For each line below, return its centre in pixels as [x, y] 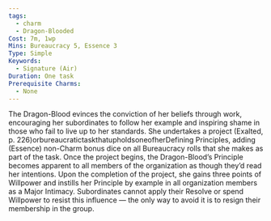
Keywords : [25, 62]
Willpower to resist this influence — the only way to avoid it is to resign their [135, 200]
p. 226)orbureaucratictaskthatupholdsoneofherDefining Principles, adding [132, 140]
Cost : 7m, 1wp [32, 38]
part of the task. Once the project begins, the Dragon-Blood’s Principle [126, 157]
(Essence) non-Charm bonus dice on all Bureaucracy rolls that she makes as [136, 149]
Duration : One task [41, 76]
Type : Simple [30, 53]
